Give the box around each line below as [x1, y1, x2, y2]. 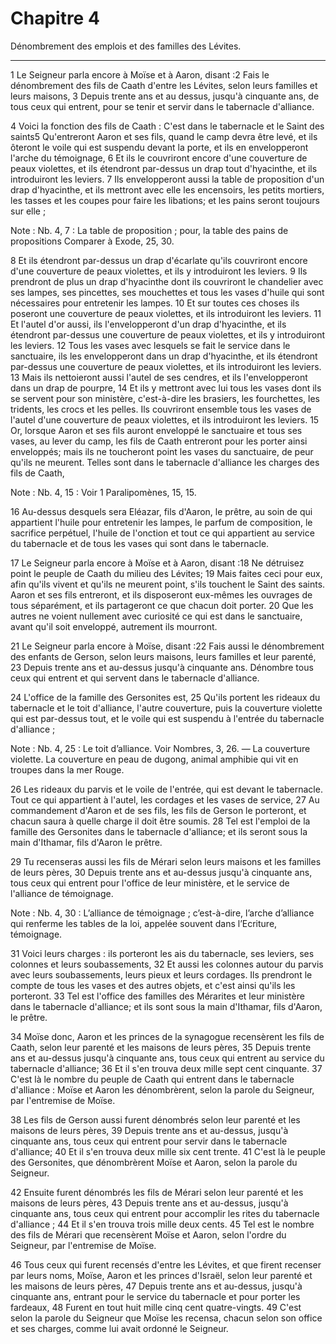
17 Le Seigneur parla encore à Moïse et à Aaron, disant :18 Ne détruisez [10, 557, 305, 569]
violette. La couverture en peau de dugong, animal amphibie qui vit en [10, 753, 299, 765]
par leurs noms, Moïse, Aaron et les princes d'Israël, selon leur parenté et [10, 1269, 313, 1281]
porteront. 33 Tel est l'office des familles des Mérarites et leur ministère [10, 990, 305, 1002]
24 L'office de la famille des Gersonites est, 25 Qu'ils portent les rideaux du [10, 691, 321, 703]
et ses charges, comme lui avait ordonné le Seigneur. [10, 1322, 229, 1334]
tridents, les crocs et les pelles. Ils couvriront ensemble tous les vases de [10, 403, 312, 415]
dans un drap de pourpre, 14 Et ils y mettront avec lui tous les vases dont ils [10, 382, 322, 394]
